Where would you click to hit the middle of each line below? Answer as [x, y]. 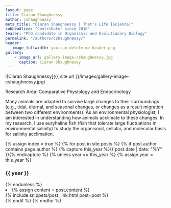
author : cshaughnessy [28, 19]
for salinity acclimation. [30, 134]
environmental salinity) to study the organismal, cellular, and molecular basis [86, 129]
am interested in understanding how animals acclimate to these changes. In [85, 118]
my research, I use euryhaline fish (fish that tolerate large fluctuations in [81, 123]
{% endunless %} [24, 184]
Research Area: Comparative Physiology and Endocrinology [68, 92]
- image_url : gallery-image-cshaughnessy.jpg [64, 57]
